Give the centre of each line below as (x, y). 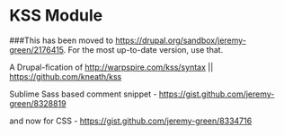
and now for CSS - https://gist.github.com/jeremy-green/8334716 (131, 121)
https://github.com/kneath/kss (66, 76)
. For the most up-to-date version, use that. (143, 49)
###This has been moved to (62, 40)
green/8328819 (38, 103)
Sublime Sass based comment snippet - (83, 94)
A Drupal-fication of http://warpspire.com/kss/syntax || (111, 67)
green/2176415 (37, 49)
